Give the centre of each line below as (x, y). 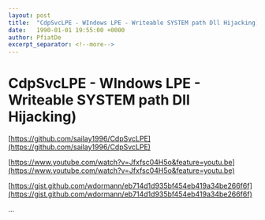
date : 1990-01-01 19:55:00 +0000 (67, 30)
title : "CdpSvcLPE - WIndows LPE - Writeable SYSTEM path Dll (114, 23)
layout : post (30, 15)
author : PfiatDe (35, 37)
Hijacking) (43, 117)
